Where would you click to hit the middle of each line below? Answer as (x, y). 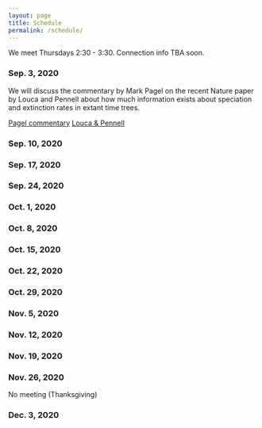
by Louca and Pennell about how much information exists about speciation (130, 99)
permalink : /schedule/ (46, 30)
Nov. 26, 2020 (37, 377)
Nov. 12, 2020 (36, 334)
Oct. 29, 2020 (36, 292)
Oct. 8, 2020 (33, 228)
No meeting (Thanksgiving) (53, 395)
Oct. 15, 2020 (35, 250)
